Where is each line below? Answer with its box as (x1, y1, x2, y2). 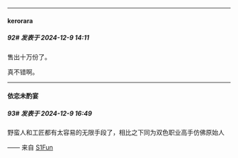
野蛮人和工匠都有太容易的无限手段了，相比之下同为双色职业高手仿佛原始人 (7, 128, 225, 137)
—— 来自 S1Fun (7, 143, 53, 152)
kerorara (7, 16, 33, 25)
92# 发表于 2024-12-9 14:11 (7, 33, 90, 42)
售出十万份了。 (7, 52, 51, 61)
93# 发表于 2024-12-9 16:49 (7, 109, 92, 117)
